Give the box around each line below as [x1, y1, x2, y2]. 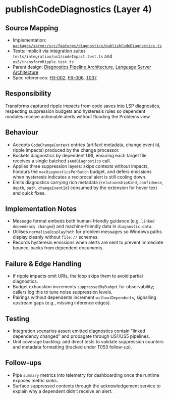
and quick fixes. [12, 190, 46, 196]
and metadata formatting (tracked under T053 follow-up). [12, 344, 132, 350]
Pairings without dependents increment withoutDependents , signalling [12, 294, 156, 300]
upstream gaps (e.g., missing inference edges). [12, 300, 111, 306]
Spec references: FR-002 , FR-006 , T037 [12, 75, 97, 80]
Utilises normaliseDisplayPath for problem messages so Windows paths [12, 229, 162, 235]
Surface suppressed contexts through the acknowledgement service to [12, 383, 161, 389]
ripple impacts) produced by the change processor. [12, 147, 120, 153]
